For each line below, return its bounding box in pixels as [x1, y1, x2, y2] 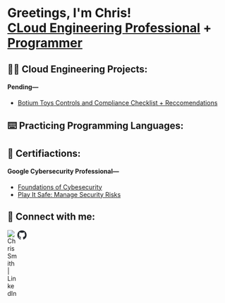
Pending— [7, 83, 39, 91]
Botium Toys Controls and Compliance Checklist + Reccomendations [17, 98, 218, 107]
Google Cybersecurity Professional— [7, 167, 119, 176]
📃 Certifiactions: [7, 147, 81, 160]
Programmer [7, 35, 83, 51]
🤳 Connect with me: [7, 210, 95, 223]
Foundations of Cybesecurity [17, 182, 102, 191]
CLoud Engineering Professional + [7, 20, 212, 36]
